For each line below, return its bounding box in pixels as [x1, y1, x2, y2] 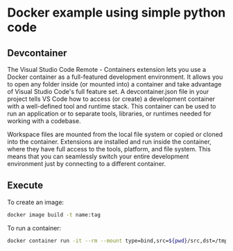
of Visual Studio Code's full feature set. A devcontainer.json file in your [7, 88, 209, 95]
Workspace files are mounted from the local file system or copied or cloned [7, 130, 223, 138]
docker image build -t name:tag [7, 211, 101, 219]
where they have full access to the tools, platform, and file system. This [7, 145, 212, 153]
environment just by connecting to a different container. [7, 160, 166, 167]
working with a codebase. [7, 117, 81, 125]
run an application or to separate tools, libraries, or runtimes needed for [7, 109, 212, 118]
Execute [7, 180, 44, 192]
